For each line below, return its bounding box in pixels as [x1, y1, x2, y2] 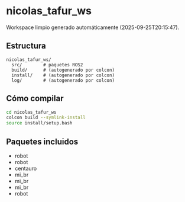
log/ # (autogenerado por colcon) [11, 77, 115, 84]
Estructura [6, 41, 46, 51]
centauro [14, 165, 37, 172]
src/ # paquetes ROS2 [11, 62, 83, 68]
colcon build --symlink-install [6, 114, 86, 121]
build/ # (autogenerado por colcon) [11, 67, 115, 73]
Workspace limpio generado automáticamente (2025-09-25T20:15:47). [6, 24, 180, 31]
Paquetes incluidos [6, 136, 79, 146]
